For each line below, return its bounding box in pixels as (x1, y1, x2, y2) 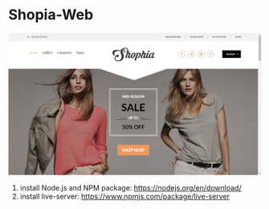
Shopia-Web (8, 6, 94, 24)
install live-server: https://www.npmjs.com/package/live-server (19, 191, 230, 201)
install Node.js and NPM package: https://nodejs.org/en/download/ (19, 182, 243, 192)
